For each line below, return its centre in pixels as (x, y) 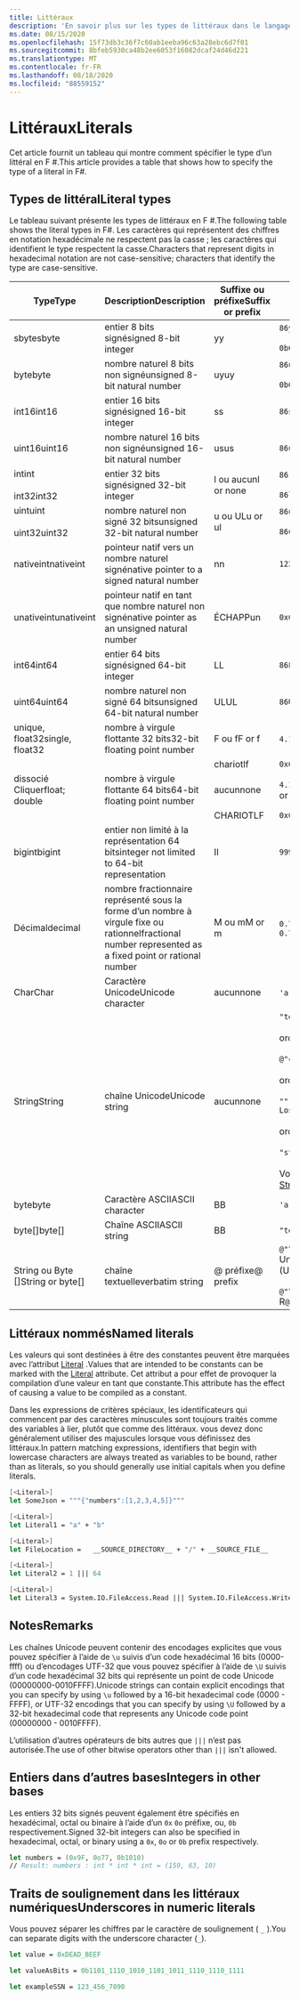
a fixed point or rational (153, 956)
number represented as (154, 944)
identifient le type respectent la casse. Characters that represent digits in (141, 249)
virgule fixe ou (134, 922)
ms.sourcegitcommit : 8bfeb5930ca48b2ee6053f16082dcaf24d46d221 (129, 51)
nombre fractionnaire (149, 889)
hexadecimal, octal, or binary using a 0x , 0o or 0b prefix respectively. (134, 1841)
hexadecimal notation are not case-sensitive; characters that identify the (142, 258)
